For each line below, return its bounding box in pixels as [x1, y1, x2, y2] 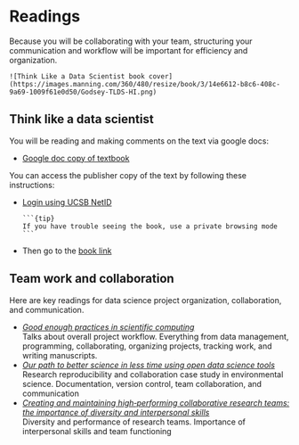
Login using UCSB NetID [21, 196, 113, 207]
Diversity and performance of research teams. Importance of [21, 416, 246, 427]
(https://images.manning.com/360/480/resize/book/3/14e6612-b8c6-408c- [9, 79, 280, 88]
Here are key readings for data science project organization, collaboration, [9, 294, 282, 305]
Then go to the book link [21, 245, 112, 256]
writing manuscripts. [21, 350, 98, 360]
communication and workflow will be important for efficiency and [9, 45, 248, 55]
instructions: [9, 179, 55, 190]
